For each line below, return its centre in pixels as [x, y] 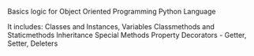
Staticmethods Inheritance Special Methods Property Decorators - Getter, [127, 35]
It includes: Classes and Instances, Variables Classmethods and [111, 26]
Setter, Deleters [33, 43]
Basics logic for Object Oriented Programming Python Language [112, 11]
